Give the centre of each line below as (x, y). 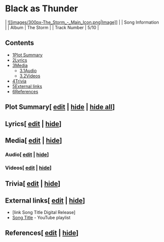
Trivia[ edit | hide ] (33, 184)
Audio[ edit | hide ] (27, 154)
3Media (20, 65)
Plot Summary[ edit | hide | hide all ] (60, 107)
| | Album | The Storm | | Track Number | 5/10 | (52, 27)
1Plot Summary (27, 55)
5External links (27, 86)
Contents (20, 43)
